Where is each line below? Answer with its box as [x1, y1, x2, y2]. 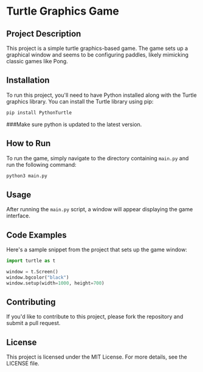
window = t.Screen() [6, 268, 59, 275]
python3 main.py [6, 172, 47, 179]
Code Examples [6, 230, 67, 240]
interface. [6, 212, 30, 220]
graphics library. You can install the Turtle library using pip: [6, 97, 154, 105]
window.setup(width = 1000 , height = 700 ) [6, 280, 105, 286]
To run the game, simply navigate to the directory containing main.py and [6, 154, 189, 162]
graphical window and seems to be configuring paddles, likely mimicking [6, 51, 189, 58]
